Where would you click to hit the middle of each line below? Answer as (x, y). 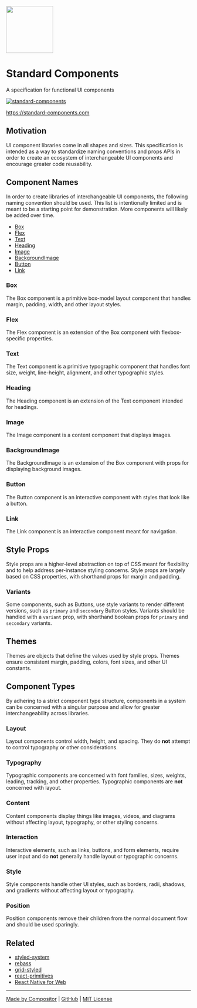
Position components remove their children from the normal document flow (97, 918)
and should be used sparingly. (43, 925)
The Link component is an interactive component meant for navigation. (92, 531)
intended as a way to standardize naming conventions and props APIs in (93, 151)
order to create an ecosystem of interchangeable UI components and (89, 157)
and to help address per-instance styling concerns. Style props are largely (96, 570)
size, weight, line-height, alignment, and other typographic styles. (86, 373)
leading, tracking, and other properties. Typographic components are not (94, 782)
